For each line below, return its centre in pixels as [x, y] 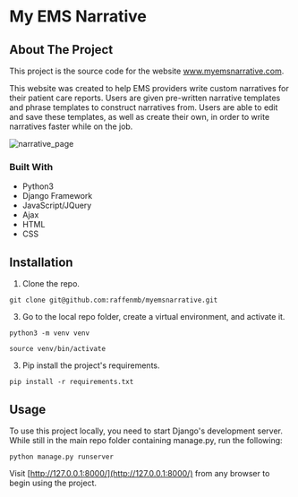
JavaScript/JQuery [57, 206]
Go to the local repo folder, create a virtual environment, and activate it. [153, 317]
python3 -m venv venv [50, 333]
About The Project [61, 50]
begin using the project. [53, 483]
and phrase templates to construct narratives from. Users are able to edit [144, 107]
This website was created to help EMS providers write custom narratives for [149, 88]
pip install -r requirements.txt [72, 382]
